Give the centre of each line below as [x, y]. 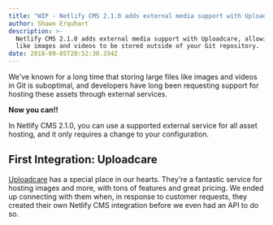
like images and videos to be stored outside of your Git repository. [138, 46]
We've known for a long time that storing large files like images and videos [133, 77]
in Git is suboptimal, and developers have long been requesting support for [134, 85]
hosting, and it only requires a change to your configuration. [109, 134]
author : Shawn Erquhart [49, 24]
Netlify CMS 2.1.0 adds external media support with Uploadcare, [129, 39]
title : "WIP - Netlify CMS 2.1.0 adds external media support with [125, 16]
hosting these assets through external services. [88, 94]
